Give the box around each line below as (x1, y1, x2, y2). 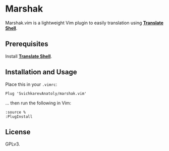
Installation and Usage (5, 68, 77, 76)
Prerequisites (5, 40, 48, 48)
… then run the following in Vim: (5, 99, 72, 106)
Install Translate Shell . (5, 53, 52, 59)
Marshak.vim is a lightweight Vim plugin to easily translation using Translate (5, 20, 164, 26)
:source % (5, 110, 26, 115)
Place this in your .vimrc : (5, 81, 57, 87)
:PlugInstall (5, 114, 33, 119)
